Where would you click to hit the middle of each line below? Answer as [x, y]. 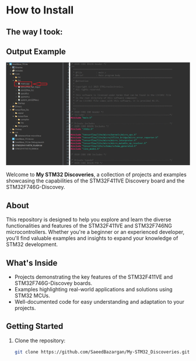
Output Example [36, 51]
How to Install [40, 10]
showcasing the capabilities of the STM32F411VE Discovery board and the [95, 181]
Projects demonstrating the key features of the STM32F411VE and [94, 277]
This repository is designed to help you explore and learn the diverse [89, 219]
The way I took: [34, 32]
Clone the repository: [40, 341]
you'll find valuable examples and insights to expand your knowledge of [92, 238]
